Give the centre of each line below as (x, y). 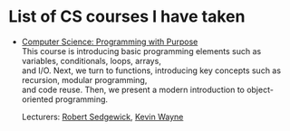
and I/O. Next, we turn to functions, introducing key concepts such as (151, 70)
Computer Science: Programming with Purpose (110, 42)
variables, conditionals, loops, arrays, (92, 61)
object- (260, 89)
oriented (37, 99)
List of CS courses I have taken (127, 17)
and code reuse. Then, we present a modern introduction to (133, 89)
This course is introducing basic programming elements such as (141, 51)
